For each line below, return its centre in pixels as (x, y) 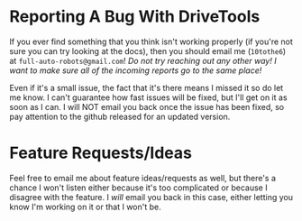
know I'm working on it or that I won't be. (86, 207)
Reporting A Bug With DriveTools (135, 17)
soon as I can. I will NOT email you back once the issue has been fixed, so (147, 106)
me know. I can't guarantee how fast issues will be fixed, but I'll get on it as (148, 97)
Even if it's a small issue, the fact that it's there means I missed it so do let (146, 87)
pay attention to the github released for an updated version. (120, 116)
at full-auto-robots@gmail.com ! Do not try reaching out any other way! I (143, 60)
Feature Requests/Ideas (101, 153)
